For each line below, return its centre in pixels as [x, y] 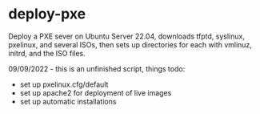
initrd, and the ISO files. [47, 53]
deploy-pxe [47, 14]
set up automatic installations [68, 101]
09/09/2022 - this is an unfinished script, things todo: [97, 68]
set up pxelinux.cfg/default [64, 84]
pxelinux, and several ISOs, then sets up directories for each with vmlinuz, [130, 44]
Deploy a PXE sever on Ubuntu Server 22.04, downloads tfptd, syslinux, [127, 36]
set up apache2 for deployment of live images [96, 92]
